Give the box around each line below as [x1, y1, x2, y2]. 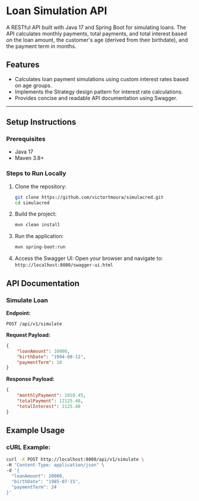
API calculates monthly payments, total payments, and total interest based [6, 30, 187, 37]
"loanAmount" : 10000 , [17, 348, 70, 354]
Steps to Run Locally [6, 169, 66, 178]
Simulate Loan [6, 296, 49, 304]
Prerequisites [6, 135, 46, 143]
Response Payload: [6, 375, 55, 383]
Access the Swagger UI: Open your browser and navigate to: [14, 255, 163, 262]
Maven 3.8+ [14, 155, 44, 162]
